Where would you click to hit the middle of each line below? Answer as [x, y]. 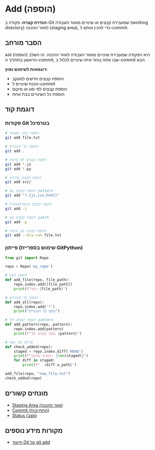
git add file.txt [23, 138]
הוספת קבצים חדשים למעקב [38, 78]
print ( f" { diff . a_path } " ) [50, 365]
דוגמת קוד [20, 110]
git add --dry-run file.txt [33, 235]
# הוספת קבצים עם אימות [26, 231]
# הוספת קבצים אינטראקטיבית [29, 204]
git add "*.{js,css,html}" [32, 195]
